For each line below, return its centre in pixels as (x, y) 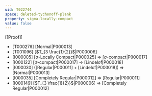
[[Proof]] (14, 37)
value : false (18, 23)
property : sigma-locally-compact (39, 19)
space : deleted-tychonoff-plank (38, 14)
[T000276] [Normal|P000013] (42, 47)
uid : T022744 (18, 10)
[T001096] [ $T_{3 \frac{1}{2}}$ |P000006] (54, 52)
